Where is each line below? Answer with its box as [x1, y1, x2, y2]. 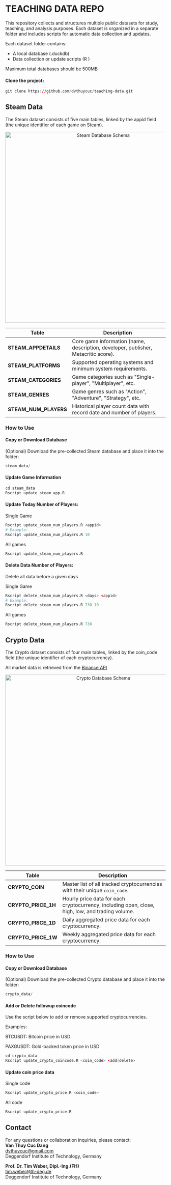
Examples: [5, 1024, 27, 1030]
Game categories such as [72, 373, 133, 380]
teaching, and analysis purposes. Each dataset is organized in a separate [5, 25, 159, 31]
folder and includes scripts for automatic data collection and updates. [5, 31, 151, 37]
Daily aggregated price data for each [62, 916, 150, 923]
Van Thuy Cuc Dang [5, 1142, 48, 1148]
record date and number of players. [72, 409, 157, 416]
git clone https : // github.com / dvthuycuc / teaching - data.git [5, 89, 133, 94]
